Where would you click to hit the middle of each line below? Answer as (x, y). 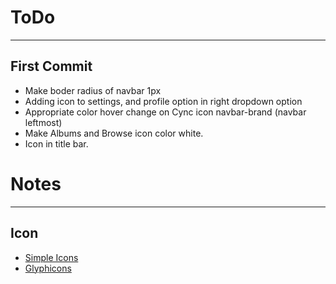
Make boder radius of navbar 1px (93, 90)
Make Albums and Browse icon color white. (114, 133)
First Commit (51, 66)
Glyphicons (48, 268)
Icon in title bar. (56, 143)
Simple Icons (51, 257)
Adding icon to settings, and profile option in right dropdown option (163, 101)
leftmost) (43, 122)
